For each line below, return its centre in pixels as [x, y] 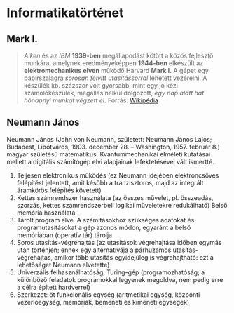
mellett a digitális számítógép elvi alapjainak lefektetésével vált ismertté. [110, 161]
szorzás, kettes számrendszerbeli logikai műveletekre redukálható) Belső [122, 205]
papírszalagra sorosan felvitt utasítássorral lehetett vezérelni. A [115, 78]
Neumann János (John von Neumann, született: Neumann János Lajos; [109, 139]
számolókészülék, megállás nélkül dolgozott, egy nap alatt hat [114, 93]
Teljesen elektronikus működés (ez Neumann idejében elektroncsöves [118, 175]
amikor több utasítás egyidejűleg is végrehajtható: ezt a [134, 257]
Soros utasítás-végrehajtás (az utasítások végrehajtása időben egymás [119, 242]
